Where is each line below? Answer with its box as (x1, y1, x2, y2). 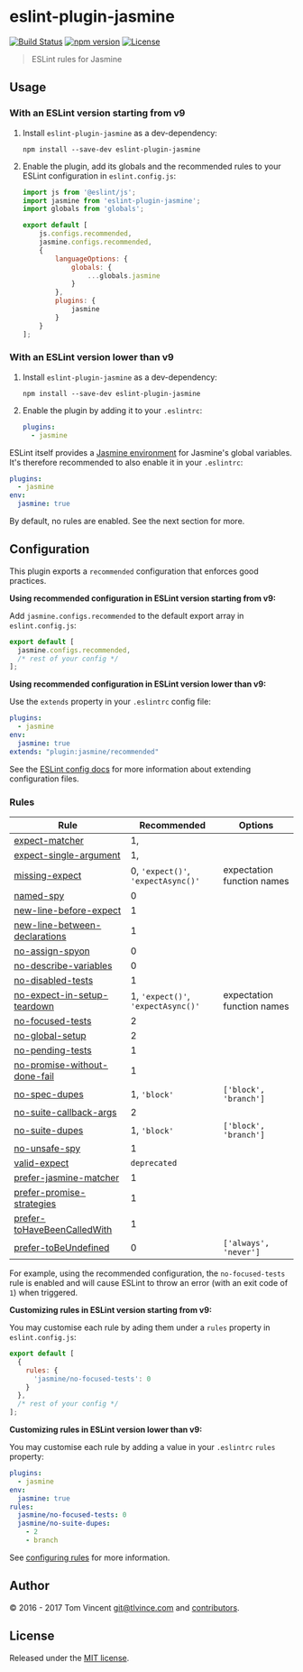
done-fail (14, 1070, 54, 1083)
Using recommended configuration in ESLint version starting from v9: (9, 593, 277, 604)
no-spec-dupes (14, 1088, 84, 1101)
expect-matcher (14, 835, 84, 847)
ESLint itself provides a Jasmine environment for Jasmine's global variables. (9, 447, 293, 457)
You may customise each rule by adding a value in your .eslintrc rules (9, 1442, 276, 1453)
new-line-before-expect (14, 904, 122, 917)
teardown (14, 1000, 54, 1012)
